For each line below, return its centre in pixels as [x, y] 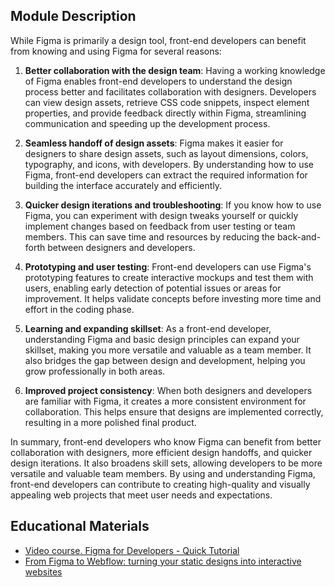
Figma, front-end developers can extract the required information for [166, 175]
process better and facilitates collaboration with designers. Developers [170, 91]
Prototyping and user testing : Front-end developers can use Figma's [168, 266]
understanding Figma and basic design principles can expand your [162, 339]
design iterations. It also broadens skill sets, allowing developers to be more [166, 463]
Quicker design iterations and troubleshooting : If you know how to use [173, 205]
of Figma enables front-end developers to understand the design [158, 81]
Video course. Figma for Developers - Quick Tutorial [132, 550]
